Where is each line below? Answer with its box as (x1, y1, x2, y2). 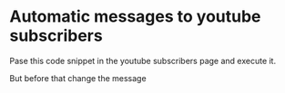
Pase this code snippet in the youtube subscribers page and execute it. (9, 55, 276, 66)
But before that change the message (9, 72, 148, 83)
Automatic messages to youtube (9, 6, 261, 27)
